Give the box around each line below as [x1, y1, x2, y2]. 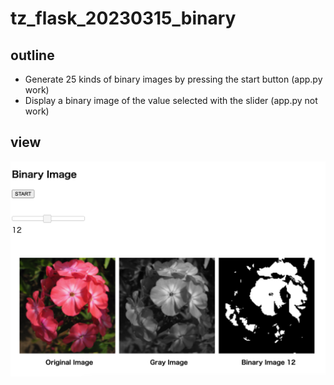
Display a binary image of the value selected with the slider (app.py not [24, 95, 318, 106]
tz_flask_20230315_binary [10, 7, 237, 30]
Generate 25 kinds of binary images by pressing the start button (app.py [24, 73, 323, 85]
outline [10, 47, 55, 64]
